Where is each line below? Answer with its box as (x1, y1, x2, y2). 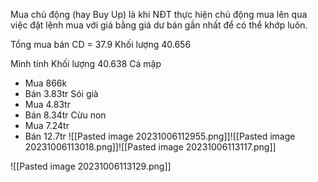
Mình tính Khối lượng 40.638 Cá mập (10, 58, 162, 69)
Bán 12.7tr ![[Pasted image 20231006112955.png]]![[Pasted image (24, 130, 296, 142)
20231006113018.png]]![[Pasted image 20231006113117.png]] (24, 141, 277, 153)
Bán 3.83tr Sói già (24, 88, 99, 99)
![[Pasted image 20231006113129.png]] (10, 160, 172, 172)
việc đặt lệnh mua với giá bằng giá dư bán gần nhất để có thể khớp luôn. (10, 19, 308, 31)
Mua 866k (24, 77, 68, 89)
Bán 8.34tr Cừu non (24, 109, 107, 121)
